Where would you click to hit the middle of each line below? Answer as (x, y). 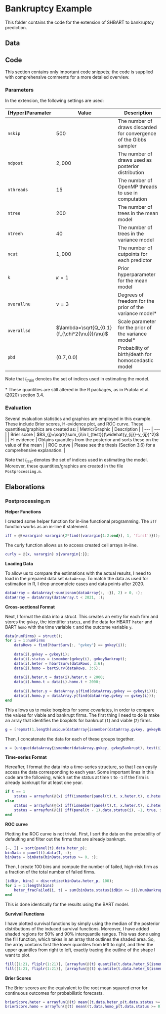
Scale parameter (137, 322)
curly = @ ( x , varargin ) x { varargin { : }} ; (47, 554)
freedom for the (136, 301)
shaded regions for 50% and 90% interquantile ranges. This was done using (83, 934)
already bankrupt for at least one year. (44, 783)
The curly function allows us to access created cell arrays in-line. (72, 545)
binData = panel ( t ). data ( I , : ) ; (38, 853)
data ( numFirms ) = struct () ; (34, 636)
